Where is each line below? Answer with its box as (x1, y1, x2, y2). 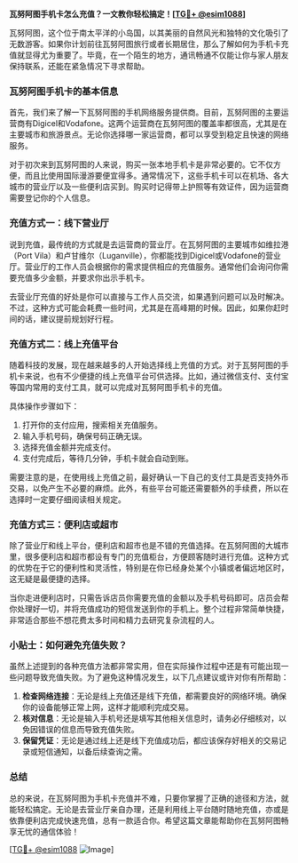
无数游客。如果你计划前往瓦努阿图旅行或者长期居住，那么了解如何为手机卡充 (9, 39, 289, 49)
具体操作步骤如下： (9, 400, 80, 412)
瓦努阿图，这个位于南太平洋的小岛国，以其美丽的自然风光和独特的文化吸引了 (9, 28, 289, 38)
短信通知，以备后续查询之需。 (37, 747, 147, 757)
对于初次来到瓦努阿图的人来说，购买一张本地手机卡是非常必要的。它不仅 (9, 159, 273, 170)
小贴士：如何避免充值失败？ (9, 639, 128, 651)
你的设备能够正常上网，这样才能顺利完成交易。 (21, 702, 193, 713)
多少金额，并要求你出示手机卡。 (32, 272, 149, 283)
